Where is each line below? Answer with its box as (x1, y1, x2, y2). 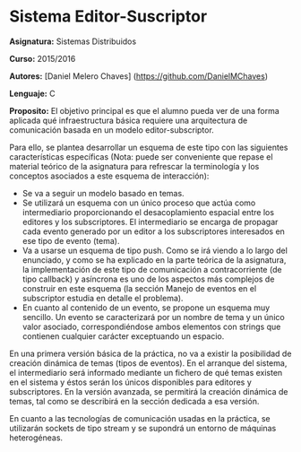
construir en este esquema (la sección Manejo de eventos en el (21, 282, 257, 293)
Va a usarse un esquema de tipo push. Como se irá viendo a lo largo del (21, 245, 288, 256)
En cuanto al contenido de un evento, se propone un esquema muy (21, 302, 271, 313)
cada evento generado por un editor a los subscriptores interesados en (21, 226, 285, 237)
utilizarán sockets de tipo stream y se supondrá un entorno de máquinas (9, 422, 277, 433)
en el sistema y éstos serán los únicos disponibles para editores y (9, 377, 253, 387)
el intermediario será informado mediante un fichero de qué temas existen (9, 367, 283, 378)
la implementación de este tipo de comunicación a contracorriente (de (21, 264, 282, 274)
